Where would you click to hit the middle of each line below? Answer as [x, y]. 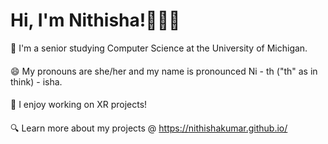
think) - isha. [36, 81]
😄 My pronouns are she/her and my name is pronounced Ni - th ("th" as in [164, 71]
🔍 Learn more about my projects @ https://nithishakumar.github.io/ [149, 128]
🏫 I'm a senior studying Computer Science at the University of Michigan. [159, 48]
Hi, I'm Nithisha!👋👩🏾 [95, 20]
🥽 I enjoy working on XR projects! [79, 105]
